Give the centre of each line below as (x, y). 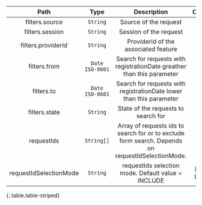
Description (151, 12)
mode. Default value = (151, 173)
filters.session (44, 32)
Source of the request (151, 22)
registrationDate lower (151, 91)
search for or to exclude (151, 133)
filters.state (44, 112)
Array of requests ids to (151, 126)
